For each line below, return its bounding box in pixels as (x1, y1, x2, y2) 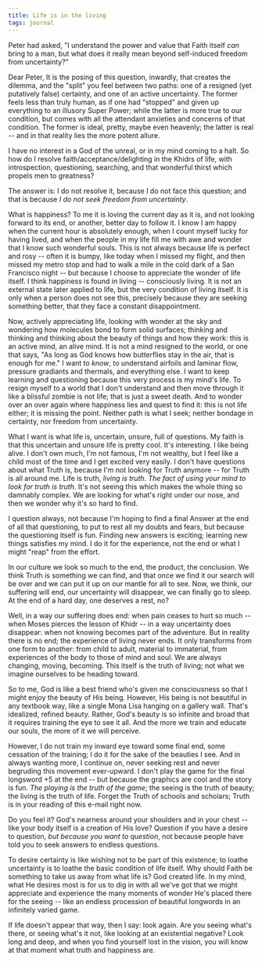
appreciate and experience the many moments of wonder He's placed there (8, 888, 253, 898)
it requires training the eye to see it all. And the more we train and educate (8, 717, 246, 727)
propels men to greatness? (8, 170, 95, 180)
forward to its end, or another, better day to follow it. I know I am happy (8, 217, 237, 228)
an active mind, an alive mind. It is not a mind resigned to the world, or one (8, 341, 249, 351)
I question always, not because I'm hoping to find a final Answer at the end (8, 513, 249, 523)
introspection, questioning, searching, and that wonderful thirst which (8, 162, 233, 172)
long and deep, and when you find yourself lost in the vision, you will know (8, 937, 249, 946)
